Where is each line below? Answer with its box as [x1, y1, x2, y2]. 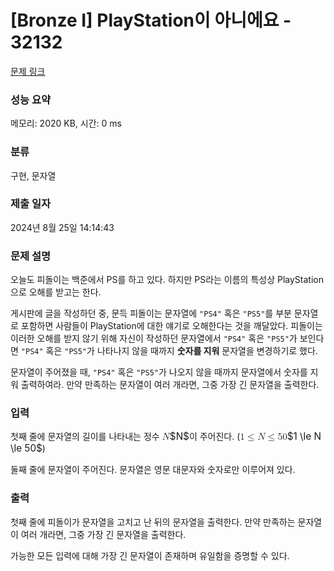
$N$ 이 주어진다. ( [169, 430, 241, 443]
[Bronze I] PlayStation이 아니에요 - [10, 9, 292, 32]
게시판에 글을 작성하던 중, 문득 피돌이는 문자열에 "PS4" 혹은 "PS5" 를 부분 [10, 307, 292, 320]
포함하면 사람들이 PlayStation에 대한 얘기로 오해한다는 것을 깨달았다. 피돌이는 [20, 320, 323, 332]
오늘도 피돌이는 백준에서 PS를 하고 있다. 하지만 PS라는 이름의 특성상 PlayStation [10, 274, 324, 286]
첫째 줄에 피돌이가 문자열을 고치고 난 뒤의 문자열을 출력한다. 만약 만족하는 [10, 516, 296, 528]
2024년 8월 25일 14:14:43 [10, 221, 115, 233]
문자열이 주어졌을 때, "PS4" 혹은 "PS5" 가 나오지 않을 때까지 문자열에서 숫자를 [10, 366, 308, 378]
